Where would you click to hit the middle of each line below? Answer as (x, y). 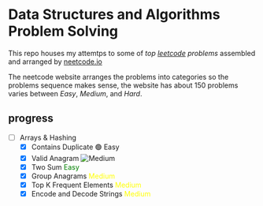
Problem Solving (63, 31)
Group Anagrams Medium (73, 176)
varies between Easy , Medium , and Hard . (75, 93)
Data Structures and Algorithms (114, 15)
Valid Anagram (55, 158)
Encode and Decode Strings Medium (91, 194)
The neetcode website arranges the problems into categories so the (119, 77)
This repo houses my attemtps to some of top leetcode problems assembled (132, 53)
